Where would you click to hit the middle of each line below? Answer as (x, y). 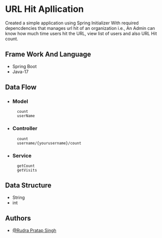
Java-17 (20, 72)
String (19, 197)
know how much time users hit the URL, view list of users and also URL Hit (81, 33)
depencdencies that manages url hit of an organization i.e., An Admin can (80, 28)
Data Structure (28, 186)
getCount (26, 166)
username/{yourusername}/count (49, 143)
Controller (25, 129)
